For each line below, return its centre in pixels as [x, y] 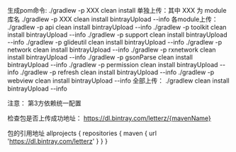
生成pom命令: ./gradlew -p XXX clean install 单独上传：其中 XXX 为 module [117, 10]
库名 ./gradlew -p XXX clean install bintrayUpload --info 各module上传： [113, 19]
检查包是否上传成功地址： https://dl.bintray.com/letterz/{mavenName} [109, 118]
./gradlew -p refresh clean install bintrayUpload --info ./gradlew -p [117, 72]
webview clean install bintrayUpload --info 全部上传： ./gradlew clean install [118, 81]
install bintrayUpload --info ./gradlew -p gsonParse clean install [100, 57]
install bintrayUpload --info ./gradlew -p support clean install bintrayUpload [118, 35]
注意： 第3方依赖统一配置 [44, 103]
